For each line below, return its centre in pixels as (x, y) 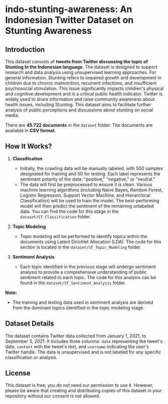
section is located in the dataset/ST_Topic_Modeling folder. (81, 247)
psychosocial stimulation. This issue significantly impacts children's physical (85, 88)
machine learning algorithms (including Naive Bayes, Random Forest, (91, 190)
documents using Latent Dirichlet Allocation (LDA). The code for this (91, 242)
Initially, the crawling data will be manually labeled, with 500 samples (92, 168)
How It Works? (29, 146)
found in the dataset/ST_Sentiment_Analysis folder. (73, 283)
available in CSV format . (31, 130)
